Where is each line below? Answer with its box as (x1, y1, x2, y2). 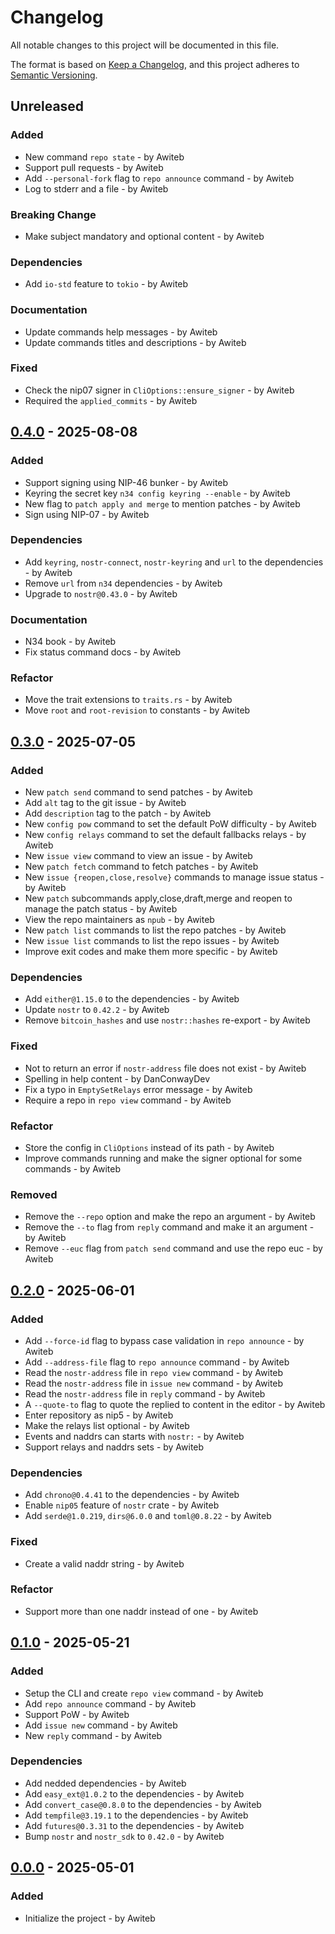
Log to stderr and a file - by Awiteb (24, 182, 169, 195)
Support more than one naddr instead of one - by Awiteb (24, 1605, 259, 1617)
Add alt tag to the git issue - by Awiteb (24, 797, 187, 809)
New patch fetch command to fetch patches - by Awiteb (24, 861, 259, 873)
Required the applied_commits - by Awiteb (24, 394, 198, 406)
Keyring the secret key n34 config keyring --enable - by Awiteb (24, 487, 291, 499)
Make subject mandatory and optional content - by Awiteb (24, 230, 265, 242)
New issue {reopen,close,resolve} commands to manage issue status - (24, 871, 325, 883)
